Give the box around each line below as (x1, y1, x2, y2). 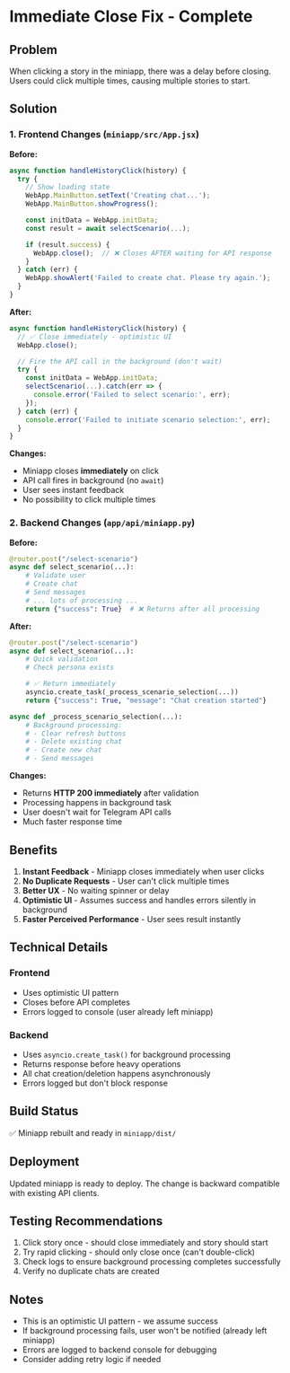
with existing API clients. (9, 1187, 101, 1198)
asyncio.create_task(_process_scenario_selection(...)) (25, 688, 240, 697)
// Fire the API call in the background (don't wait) (17, 356, 223, 365)
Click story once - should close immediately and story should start (22, 1237, 268, 1248)
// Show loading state (25, 182, 110, 192)
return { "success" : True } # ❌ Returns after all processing (25, 604, 260, 613)
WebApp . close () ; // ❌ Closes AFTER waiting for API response (32, 249, 272, 258)
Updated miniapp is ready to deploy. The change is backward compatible (9, 1178, 280, 1189)
